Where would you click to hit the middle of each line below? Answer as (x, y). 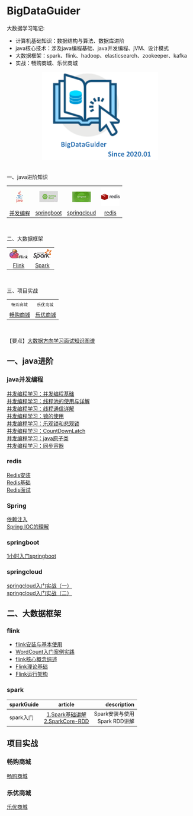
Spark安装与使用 (114, 714)
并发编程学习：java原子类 (38, 438)
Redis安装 (19, 475)
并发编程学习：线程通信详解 (41, 409)
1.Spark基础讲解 (66, 714)
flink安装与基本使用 (39, 644)
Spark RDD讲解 (116, 721)
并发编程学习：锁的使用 (35, 416)
